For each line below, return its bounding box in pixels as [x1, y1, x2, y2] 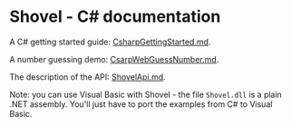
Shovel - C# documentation [9, 6, 221, 27]
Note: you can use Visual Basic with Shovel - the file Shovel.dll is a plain [9, 89, 283, 100]
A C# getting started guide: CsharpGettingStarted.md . [9, 36, 211, 47]
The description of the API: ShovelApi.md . [9, 71, 166, 82]
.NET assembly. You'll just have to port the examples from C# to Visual [9, 98, 273, 110]
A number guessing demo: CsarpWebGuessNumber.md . [9, 53, 219, 64]
